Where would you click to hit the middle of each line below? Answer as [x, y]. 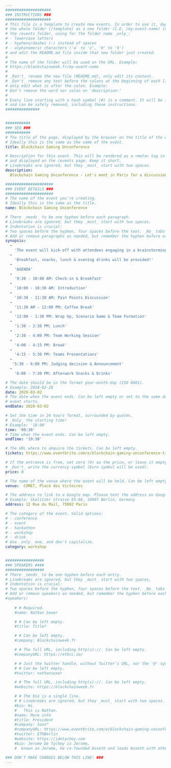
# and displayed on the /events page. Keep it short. [64, 161]
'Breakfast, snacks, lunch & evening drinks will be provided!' [84, 260]
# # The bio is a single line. [48, 696]
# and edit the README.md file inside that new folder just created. [81, 52]
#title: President [34, 720]
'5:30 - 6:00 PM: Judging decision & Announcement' [68, 364]
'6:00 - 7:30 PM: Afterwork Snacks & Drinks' [64, 373]
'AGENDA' [24, 269]
